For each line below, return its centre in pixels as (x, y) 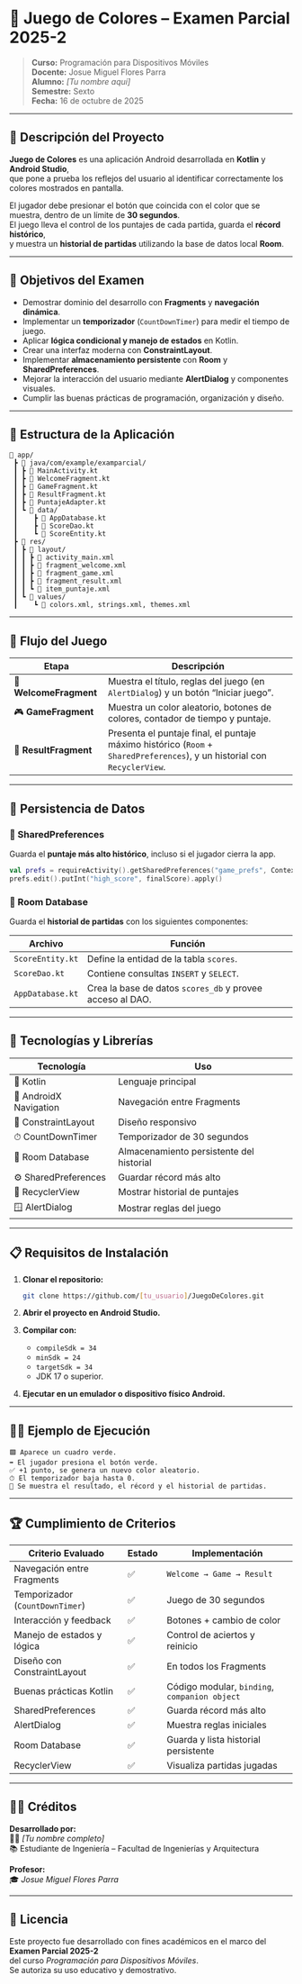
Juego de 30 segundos (216, 1600)
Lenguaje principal (157, 1082)
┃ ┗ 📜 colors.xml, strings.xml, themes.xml (102, 605)
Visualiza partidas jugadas (222, 1766)
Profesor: (27, 1869)
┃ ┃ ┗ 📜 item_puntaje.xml (62, 589)
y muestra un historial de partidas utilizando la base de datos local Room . (147, 243)
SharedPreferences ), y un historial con (187, 756)
